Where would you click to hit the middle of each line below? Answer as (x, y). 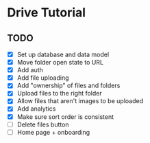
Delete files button (43, 124)
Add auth (30, 70)
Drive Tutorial (47, 13)
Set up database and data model (63, 54)
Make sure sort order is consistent (65, 117)
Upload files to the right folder (59, 93)
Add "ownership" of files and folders (68, 86)
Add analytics (36, 109)
